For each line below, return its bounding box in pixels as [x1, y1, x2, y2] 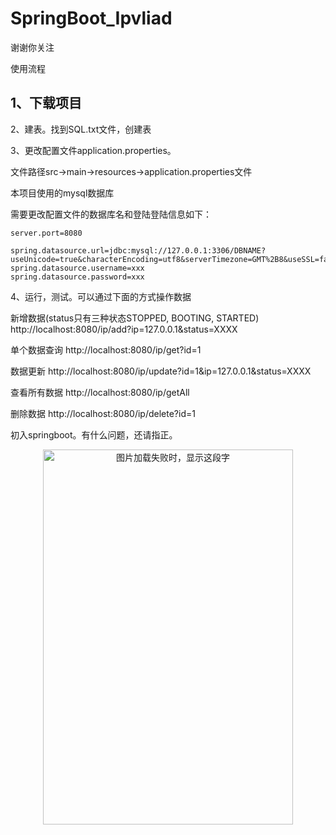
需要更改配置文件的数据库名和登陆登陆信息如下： [10, 208, 212, 220]
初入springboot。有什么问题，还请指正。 [10, 428, 178, 441]
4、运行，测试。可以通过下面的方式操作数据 [10, 290, 192, 302]
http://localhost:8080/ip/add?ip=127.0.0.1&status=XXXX [10, 323, 238, 335]
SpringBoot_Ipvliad [10, 7, 173, 30]
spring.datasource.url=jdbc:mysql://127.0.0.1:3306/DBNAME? [10, 245, 267, 256]
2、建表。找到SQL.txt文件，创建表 [10, 123, 152, 135]
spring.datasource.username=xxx [10, 263, 145, 273]
